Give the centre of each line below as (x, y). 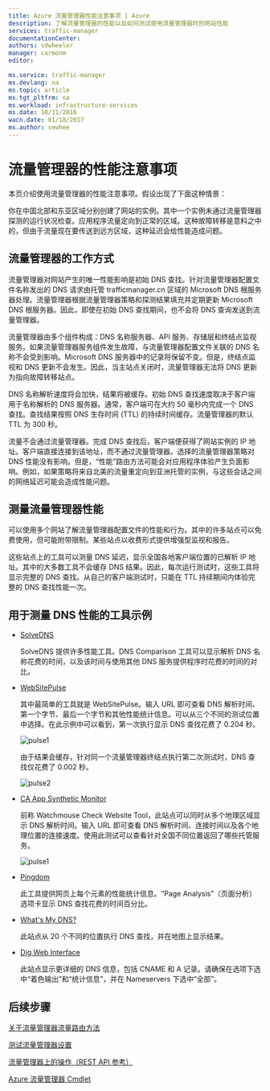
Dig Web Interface (50, 953)
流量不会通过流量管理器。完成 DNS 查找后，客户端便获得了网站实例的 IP (128, 441)
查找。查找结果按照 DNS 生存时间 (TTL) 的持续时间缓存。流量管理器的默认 (131, 414)
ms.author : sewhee (39, 128)
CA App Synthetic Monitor (63, 799)
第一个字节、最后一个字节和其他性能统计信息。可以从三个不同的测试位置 (139, 714)
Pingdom (35, 877)
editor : (21, 61)
